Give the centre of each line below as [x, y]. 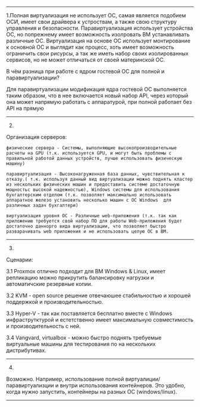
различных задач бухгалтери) [42, 205]
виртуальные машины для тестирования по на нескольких [81, 344]
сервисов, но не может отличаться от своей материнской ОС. [86, 60]
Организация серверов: [37, 137]
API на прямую [25, 108]
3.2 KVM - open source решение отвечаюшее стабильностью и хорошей [99, 295]
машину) [16, 164]
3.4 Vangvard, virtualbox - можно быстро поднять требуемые [84, 337]
